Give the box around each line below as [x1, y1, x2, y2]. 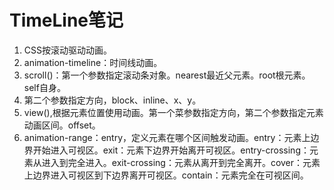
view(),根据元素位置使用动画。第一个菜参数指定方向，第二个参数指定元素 [23, 106, 324, 118]
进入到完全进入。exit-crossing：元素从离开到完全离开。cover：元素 [41, 156, 321, 168]
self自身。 [23, 81, 66, 93]
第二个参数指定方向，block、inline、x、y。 [23, 94, 202, 106]
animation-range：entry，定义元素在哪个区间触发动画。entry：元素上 [23, 131, 311, 143]
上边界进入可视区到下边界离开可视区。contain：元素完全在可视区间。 [23, 169, 309, 181]
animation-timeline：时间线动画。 [23, 56, 163, 68]
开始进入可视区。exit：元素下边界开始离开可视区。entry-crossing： [32, 144, 310, 156]
